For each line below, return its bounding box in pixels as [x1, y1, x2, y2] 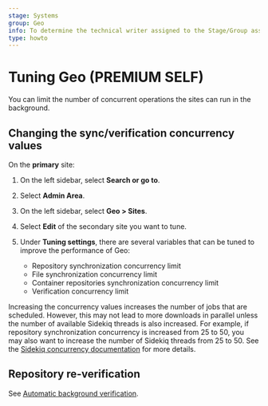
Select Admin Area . [19, 191, 85, 200]
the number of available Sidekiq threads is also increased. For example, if [8, 319, 250, 328]
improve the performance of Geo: [19, 246, 130, 255]
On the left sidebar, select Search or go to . [19, 175, 160, 184]
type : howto [8, 34, 48, 42]
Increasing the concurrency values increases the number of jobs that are [8, 302, 247, 311]
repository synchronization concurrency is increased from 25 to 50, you [8, 328, 245, 337]
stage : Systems [8, 11, 59, 20]
